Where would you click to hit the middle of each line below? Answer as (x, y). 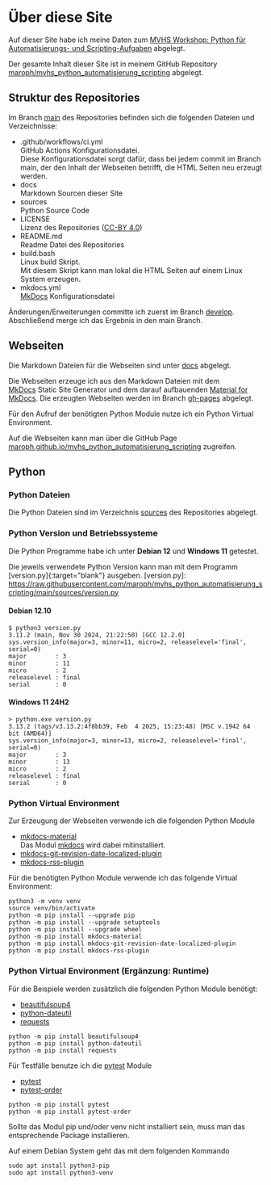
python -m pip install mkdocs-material (75, 937)
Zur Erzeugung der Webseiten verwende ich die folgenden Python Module (132, 821)
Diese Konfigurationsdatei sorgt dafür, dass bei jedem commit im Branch (140, 158)
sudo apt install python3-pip (59, 1166)
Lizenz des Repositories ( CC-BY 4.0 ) (81, 227)
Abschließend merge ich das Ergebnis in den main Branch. (106, 320)
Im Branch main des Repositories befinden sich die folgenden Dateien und (131, 117)
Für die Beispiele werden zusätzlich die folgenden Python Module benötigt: (133, 989)
